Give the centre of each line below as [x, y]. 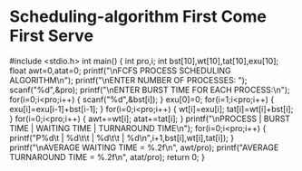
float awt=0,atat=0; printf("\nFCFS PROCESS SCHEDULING [120, 71]
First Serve [51, 36]
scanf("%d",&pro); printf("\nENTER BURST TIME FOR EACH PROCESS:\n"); [150, 90]
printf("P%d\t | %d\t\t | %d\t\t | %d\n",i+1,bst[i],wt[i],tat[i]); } [122, 138]
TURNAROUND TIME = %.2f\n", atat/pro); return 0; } [107, 157]
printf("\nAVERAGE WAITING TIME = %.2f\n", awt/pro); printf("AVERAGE [144, 147]
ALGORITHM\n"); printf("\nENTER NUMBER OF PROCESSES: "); [128, 80]
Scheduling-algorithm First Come [138, 17]
